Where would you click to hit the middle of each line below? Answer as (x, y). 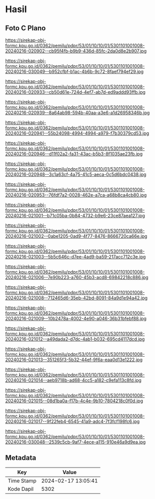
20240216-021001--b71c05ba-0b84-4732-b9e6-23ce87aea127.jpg (75, 216)
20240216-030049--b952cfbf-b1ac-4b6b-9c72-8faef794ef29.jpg (74, 71)
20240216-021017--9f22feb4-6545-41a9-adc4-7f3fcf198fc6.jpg (72, 421)
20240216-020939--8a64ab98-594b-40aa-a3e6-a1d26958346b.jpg (77, 113)
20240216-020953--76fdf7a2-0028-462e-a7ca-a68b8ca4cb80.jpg (76, 195)
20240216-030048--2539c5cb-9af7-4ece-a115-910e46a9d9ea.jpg (75, 442)
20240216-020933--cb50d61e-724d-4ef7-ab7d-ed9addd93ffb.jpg (75, 92)
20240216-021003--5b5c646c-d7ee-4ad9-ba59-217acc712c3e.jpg (75, 257)
